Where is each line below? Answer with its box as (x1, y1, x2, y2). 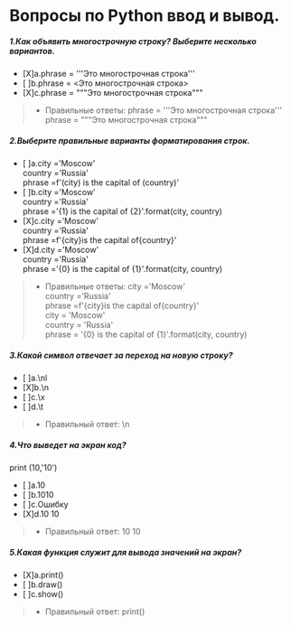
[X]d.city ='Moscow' (22, 245, 99, 256)
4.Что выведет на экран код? (9, 439, 127, 450)
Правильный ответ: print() (44, 606, 145, 617)
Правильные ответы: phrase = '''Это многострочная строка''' (44, 105, 283, 116)
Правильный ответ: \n (44, 419, 130, 430)
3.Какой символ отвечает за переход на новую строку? (9, 350, 233, 360)
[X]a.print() (22, 570, 64, 581)
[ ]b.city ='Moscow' (22, 187, 97, 198)
